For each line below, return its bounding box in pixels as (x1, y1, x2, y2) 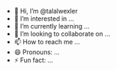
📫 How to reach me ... (13, 38, 80, 46)
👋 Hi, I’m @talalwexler (13, 7, 78, 15)
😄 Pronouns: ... (13, 48, 60, 56)
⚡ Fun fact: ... (13, 56, 53, 64)
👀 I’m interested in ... (13, 14, 74, 23)
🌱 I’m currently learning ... (13, 22, 90, 30)
